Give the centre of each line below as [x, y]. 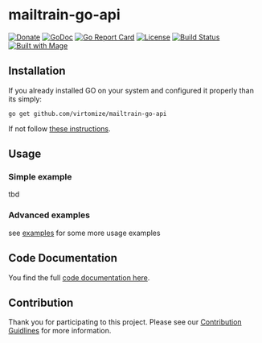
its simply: [25, 99]
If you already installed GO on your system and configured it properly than [131, 90]
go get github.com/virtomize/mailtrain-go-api [88, 114]
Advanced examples [49, 215]
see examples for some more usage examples [84, 233]
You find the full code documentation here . [79, 277]
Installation [37, 71]
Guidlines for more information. [60, 331]
